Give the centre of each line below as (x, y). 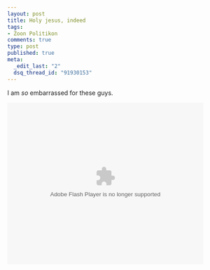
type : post (23, 46)
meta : (15, 60)
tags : (15, 27)
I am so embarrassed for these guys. (60, 93)
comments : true (29, 40)
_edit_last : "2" (37, 66)
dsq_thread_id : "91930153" (53, 72)
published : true (31, 53)
